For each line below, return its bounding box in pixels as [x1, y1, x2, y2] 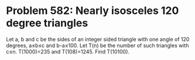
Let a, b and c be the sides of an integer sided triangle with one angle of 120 [6, 36, 190, 43]
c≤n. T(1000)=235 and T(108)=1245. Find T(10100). [6, 48, 130, 55]
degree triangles [6, 16, 88, 30]
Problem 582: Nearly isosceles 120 [6, 4, 179, 17]
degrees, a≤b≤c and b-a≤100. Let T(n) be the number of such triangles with [6, 42, 189, 49]
